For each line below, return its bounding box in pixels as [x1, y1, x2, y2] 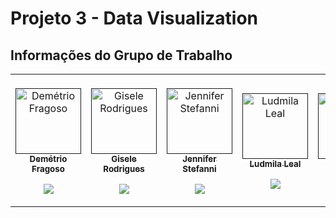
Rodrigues [103, 163, 145, 174]
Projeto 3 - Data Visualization [10, 7, 259, 30]
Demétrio [29, 153, 68, 164]
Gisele [111, 153, 137, 164]
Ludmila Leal [249, 158, 302, 169]
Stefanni [182, 163, 217, 174]
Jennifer [182, 153, 217, 164]
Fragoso [31, 163, 65, 174]
